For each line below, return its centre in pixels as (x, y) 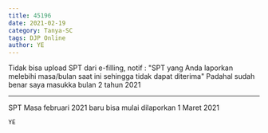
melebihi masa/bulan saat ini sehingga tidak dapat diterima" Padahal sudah (132, 76)
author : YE (26, 45)
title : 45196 (30, 16)
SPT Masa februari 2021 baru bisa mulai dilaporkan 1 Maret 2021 (114, 108)
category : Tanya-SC (41, 30)
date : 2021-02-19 (37, 23)
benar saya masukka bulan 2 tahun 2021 (75, 85)
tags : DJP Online (37, 38)
